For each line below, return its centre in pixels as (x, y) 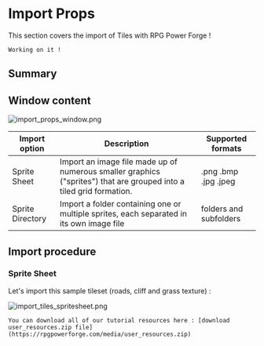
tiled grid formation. (96, 191)
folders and (222, 209)
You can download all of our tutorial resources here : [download (119, 320)
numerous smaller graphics (110, 172)
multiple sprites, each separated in (123, 214)
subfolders (221, 219)
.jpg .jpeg (218, 181)
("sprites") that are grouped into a (122, 181)
